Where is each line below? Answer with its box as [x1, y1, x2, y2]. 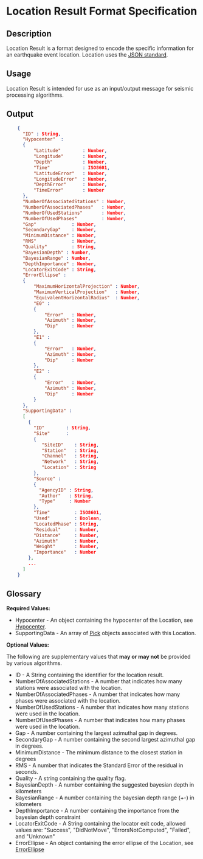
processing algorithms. [6, 91, 64, 99]
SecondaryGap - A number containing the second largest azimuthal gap [15, 736, 196, 743]
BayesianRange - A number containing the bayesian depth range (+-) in [15, 794, 194, 801]
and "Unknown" [15, 833, 55, 840]
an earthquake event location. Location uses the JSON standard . [6, 51, 168, 58]
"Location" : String [41, 464, 97, 471]
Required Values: [6, 605, 50, 612]
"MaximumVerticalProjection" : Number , [33, 289, 140, 295]
